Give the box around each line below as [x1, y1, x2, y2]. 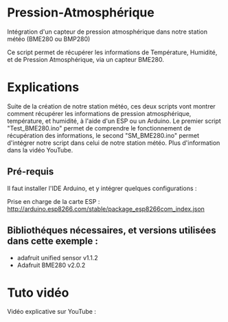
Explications [7, 80, 80, 95]
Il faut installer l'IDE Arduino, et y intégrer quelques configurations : [7, 184, 197, 192]
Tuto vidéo [7, 285, 69, 300]
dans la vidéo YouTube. [7, 146, 73, 154]
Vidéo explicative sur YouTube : [7, 308, 96, 316]
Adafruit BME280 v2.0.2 [16, 261, 86, 269]
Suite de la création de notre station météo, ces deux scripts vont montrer [7, 102, 216, 111]
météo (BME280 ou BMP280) [7, 34, 91, 43]
